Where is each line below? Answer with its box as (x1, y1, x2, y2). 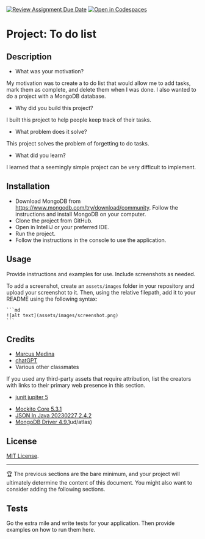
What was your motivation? (15, 68, 84, 75)
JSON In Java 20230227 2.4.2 (15, 412, 92, 419)
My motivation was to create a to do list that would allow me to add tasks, (6, 79, 191, 87)
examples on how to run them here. (6, 526, 96, 533)
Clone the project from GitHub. (15, 217, 93, 224)
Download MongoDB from (15, 197, 81, 205)
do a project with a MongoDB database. (6, 92, 106, 100)
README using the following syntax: (6, 295, 98, 302)
